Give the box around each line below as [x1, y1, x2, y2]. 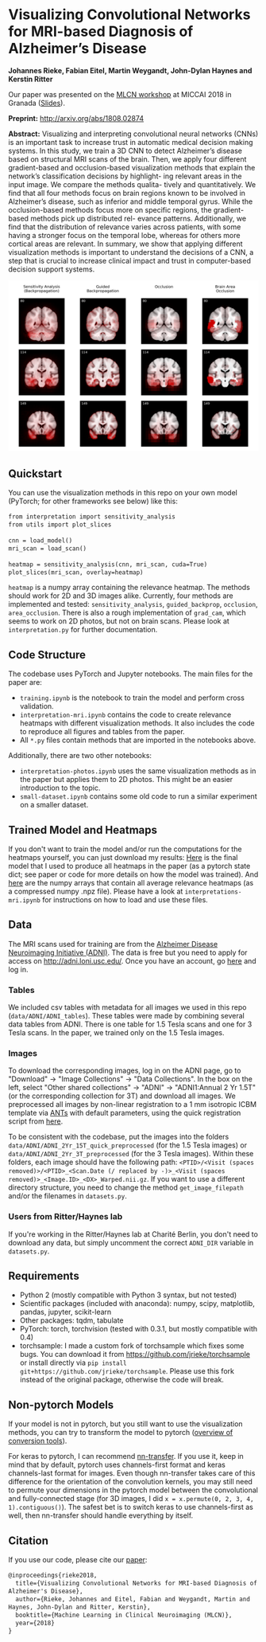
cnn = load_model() [8, 537, 73, 545]
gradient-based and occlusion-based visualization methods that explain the [8, 162, 256, 172]
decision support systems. [8, 264, 95, 274]
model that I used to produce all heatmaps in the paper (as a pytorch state [8, 861, 251, 870]
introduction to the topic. [19, 783, 101, 793]
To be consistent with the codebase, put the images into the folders [8, 1132, 229, 1142]
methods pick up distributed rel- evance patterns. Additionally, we [30, 213, 247, 223]
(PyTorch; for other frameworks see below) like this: [8, 496, 179, 506]
